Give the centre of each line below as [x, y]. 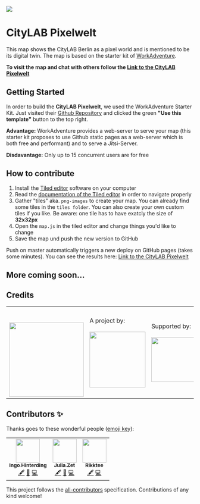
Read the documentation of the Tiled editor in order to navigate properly [103, 194]
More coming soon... [46, 275]
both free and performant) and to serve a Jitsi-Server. [72, 143]
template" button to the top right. [47, 119]
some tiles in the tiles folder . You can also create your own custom [99, 207]
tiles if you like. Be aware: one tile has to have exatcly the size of [94, 213]
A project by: [107, 320]
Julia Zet [65, 465]
